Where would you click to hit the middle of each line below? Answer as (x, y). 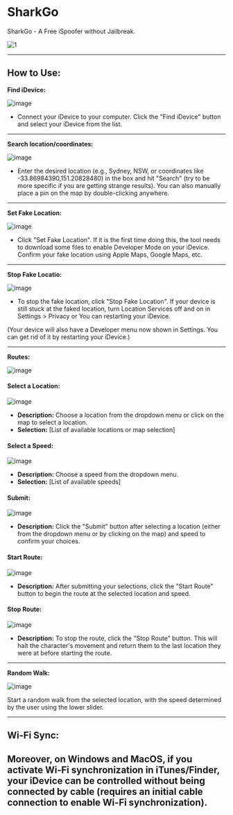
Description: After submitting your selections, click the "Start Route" (115, 586)
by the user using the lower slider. (55, 707)
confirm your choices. (49, 541)
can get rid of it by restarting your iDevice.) (69, 336)
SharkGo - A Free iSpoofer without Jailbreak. (71, 31)
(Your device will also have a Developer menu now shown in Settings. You (113, 329)
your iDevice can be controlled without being (106, 781)
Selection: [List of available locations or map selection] (96, 429)
